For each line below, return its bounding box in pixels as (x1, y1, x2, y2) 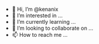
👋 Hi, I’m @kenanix (11, 6, 59, 12)
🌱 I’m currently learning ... (11, 18, 76, 25)
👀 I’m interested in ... (11, 12, 63, 19)
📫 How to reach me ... (11, 32, 68, 38)
